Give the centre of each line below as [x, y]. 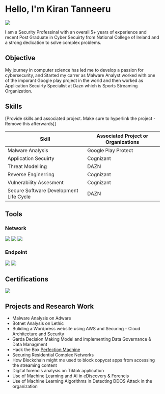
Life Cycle [19, 197]
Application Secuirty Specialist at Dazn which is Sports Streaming [71, 85]
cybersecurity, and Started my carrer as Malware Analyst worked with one [80, 75]
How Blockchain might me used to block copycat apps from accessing [83, 360]
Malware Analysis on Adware [41, 318]
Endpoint [16, 252]
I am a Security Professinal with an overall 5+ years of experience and [76, 32]
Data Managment [30, 345]
